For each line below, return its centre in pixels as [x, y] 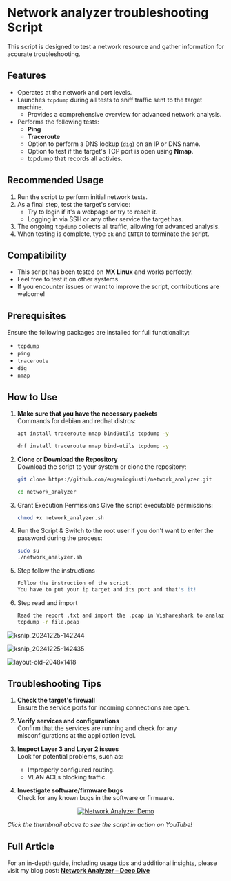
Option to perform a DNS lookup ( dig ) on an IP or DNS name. [114, 144]
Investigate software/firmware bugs [70, 790]
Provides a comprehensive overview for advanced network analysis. [124, 114]
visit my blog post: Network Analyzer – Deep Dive [79, 871]
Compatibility [37, 255]
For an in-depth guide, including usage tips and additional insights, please [112, 863]
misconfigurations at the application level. [77, 736]
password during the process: [60, 538]
